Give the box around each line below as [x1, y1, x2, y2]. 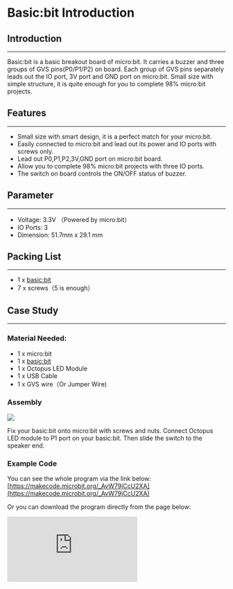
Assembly [7, 398, 42, 407]
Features [7, 107, 46, 119]
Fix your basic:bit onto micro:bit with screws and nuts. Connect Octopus [7, 426, 214, 434]
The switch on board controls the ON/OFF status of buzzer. [17, 169, 187, 178]
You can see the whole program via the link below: [7, 475, 151, 483]
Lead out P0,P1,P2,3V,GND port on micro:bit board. [17, 155, 163, 163]
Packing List [7, 251, 62, 262]
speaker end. [7, 441, 45, 450]
